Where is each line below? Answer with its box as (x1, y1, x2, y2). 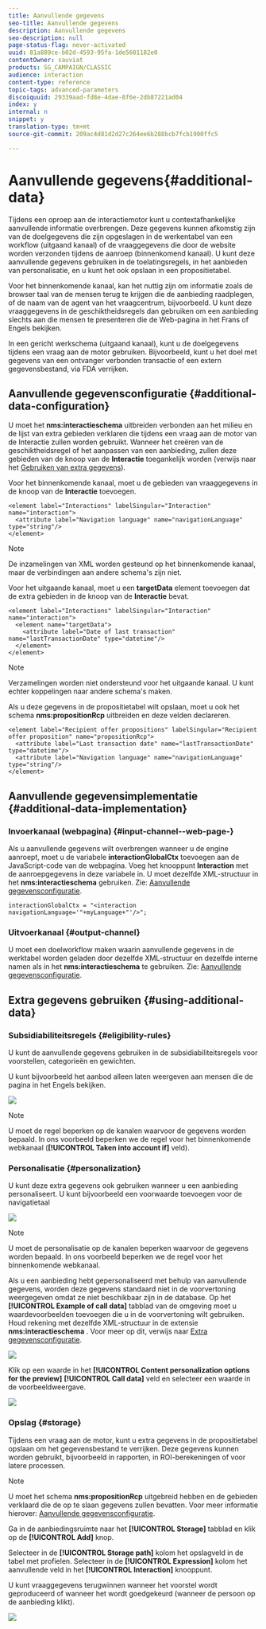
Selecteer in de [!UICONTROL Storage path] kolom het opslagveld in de (8, 1548, 244, 1557)
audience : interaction (8, 71, 83, 79)
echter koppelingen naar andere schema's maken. (8, 686, 172, 697)
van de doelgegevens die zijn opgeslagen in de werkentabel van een (8, 232, 233, 241)
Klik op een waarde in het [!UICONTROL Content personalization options (8, 1365, 250, 1375)
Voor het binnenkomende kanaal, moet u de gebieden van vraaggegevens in (8, 479, 258, 488)
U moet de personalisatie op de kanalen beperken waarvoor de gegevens (8, 1244, 249, 1253)
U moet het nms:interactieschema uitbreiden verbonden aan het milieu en (8, 420, 253, 430)
